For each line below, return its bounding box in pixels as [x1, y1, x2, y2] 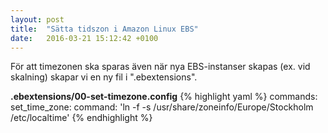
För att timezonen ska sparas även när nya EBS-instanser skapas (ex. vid [10, 61, 311, 73]
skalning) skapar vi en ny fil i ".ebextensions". [10, 71, 198, 83]
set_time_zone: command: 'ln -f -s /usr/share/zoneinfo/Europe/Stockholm [10, 101, 314, 113]
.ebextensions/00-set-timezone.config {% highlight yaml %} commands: [10, 91, 318, 103]
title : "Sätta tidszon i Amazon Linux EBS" [10, 24, 199, 34]
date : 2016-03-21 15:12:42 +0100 [10, 33, 159, 43]
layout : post [10, 14, 65, 25]
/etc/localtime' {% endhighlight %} [10, 112, 153, 124]
